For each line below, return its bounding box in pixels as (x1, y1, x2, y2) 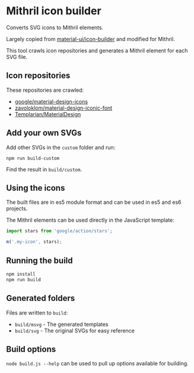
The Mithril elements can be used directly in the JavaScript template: (6, 216, 174, 224)
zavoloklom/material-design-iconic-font (14, 104, 113, 111)
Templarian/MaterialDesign (14, 110, 81, 117)
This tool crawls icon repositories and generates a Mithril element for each (6, 46, 188, 54)
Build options (6, 344, 56, 354)
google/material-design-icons (14, 98, 88, 105)
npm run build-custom (6, 155, 60, 161)
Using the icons (6, 183, 65, 193)
